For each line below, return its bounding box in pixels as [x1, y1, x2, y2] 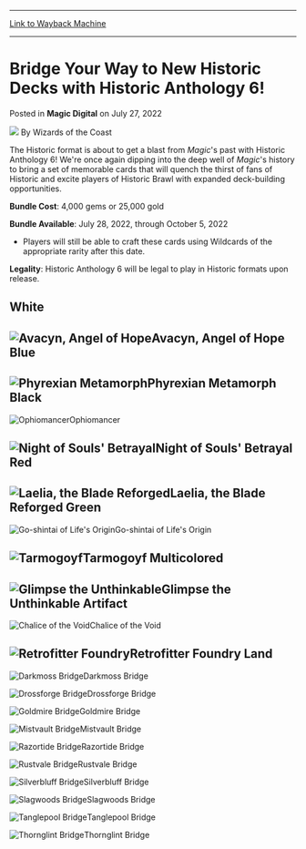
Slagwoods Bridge [87, 793, 156, 804]
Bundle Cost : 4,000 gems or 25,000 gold [9, 200, 165, 211]
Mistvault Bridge [79, 723, 142, 734]
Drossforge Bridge [87, 688, 157, 699]
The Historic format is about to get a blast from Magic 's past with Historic [9, 144, 285, 155]
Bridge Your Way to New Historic [9, 58, 261, 79]
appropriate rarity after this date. [22, 245, 146, 256]
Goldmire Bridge [78, 705, 141, 716]
